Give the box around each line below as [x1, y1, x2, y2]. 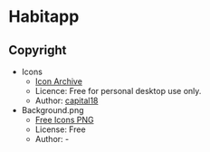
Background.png [21, 105, 84, 115]
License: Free [34, 124, 87, 135]
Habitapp [8, 6, 80, 27]
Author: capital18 [34, 95, 99, 106]
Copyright [8, 43, 67, 58]
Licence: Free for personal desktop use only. [34, 86, 202, 96]
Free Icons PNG [34, 115, 94, 125]
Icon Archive [34, 76, 83, 87]
